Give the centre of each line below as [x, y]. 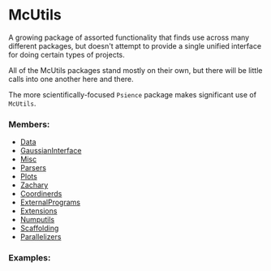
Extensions [39, 211]
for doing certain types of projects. [67, 54]
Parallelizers [41, 237]
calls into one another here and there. [71, 79]
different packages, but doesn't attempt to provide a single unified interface [135, 45]
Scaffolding [39, 228]
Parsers [33, 168]
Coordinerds [41, 194]
